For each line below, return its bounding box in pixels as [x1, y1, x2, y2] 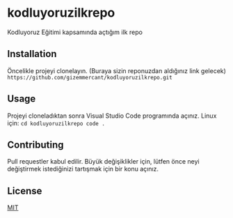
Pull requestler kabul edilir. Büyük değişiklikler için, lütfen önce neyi [7, 157, 200, 166]
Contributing [7, 139, 64, 150]
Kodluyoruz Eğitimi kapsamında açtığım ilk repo [7, 28, 143, 36]
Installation [7, 48, 57, 60]
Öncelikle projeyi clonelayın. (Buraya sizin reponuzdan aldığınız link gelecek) [7, 66, 226, 75]
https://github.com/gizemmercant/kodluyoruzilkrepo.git [7, 74, 172, 81]
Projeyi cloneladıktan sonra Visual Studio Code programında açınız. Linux [7, 111, 217, 120]
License [7, 185, 42, 196]
